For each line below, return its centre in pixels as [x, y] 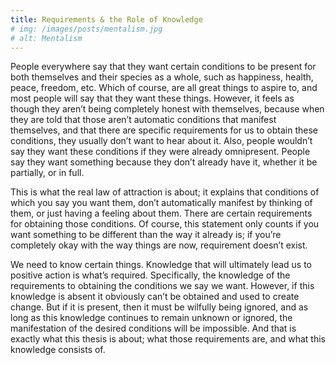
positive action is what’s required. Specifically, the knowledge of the [150, 275]
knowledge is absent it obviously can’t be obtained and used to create [155, 297]
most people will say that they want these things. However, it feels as [152, 98]
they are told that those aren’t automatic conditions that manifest [143, 120]
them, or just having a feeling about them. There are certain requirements [161, 213]
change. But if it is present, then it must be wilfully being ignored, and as [159, 307]
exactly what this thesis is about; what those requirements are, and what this [168, 339]
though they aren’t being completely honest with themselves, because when [167, 109]
